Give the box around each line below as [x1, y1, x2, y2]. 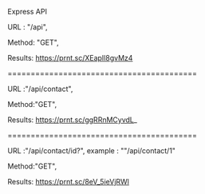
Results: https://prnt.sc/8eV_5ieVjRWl [7, 177, 129, 186]
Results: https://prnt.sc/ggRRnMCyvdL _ [7, 115, 137, 125]
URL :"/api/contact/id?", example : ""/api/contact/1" [7, 146, 176, 155]
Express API [7, 7, 47, 16]
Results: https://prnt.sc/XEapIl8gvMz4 [7, 53, 133, 62]
